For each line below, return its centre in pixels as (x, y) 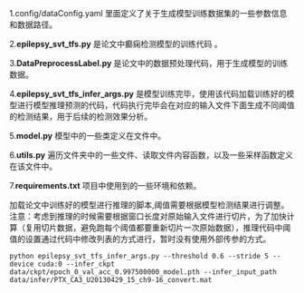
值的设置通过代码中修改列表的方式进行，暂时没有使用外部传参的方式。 (140, 239)
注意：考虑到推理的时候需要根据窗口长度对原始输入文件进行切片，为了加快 (148, 216)
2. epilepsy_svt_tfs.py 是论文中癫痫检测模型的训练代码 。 (116, 44)
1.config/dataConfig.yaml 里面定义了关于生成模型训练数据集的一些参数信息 (148, 13)
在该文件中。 (33, 166)
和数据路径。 (33, 24)
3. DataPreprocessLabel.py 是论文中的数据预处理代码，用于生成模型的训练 (149, 63)
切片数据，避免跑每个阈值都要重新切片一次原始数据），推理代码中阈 (166, 228)
